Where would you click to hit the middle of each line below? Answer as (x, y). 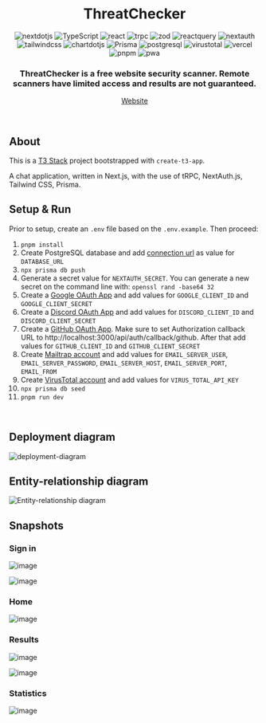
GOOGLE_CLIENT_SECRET (56, 304)
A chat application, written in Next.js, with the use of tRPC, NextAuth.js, (126, 176)
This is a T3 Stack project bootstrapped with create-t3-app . (107, 161)
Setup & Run (40, 209)
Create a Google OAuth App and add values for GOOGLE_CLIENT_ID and (135, 295)
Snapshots (37, 526)
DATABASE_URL (42, 261)
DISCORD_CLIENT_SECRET (58, 321)
